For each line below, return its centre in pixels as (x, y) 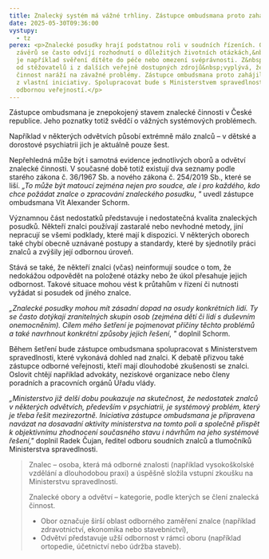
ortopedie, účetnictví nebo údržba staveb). (111, 546)
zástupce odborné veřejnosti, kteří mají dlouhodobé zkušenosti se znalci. (129, 366)
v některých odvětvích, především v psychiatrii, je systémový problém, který (134, 407)
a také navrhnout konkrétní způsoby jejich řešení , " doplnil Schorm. (120, 334)
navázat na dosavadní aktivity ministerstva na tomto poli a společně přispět (134, 424)
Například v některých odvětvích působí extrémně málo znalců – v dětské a (133, 136)
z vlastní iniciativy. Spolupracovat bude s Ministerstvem (117, 82)
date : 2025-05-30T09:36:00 (54, 23)
